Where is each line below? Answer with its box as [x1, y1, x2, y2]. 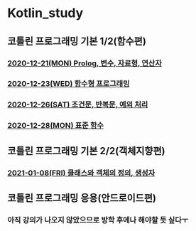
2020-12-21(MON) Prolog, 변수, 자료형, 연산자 [7, 58, 162, 68]
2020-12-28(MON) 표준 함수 [7, 121, 104, 131]
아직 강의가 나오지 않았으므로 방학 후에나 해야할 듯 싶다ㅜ [7, 215, 189, 225]
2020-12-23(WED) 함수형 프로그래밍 [7, 79, 130, 89]
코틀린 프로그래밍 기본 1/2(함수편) [7, 35, 147, 47]
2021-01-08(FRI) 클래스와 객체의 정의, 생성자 [7, 168, 156, 178]
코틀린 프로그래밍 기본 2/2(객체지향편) [7, 144, 165, 157]
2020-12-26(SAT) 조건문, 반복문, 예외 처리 [7, 100, 148, 109]
